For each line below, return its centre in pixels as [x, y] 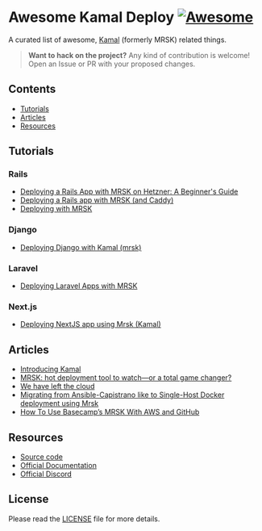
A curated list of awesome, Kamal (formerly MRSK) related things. [118, 40]
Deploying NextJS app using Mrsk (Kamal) [90, 324]
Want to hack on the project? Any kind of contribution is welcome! [139, 55]
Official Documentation [58, 465]
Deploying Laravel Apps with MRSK [79, 286]
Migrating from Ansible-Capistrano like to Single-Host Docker [122, 395]
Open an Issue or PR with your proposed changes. [112, 64]
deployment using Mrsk [59, 403]
